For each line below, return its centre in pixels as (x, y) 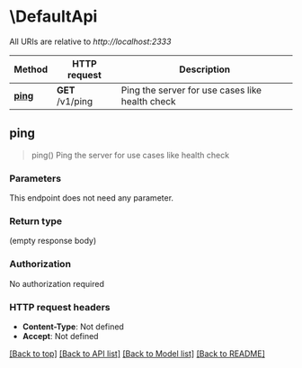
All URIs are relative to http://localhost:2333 (90, 41)
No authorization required (57, 283)
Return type (36, 220)
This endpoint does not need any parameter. (91, 198)
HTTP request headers (60, 307)
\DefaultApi (53, 17)
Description (205, 69)
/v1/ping (75, 101)
